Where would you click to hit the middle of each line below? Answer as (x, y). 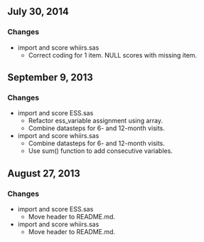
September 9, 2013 (50, 78)
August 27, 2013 (44, 173)
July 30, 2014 (38, 12)
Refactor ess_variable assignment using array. (96, 121)
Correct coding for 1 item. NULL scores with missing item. (113, 55)
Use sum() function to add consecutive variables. (100, 151)
